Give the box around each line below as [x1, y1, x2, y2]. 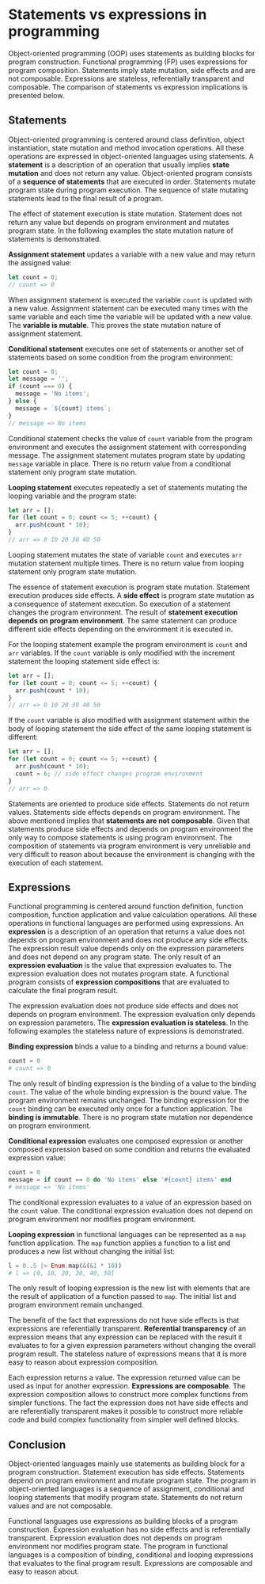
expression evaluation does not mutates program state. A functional [8, 969, 229, 979]
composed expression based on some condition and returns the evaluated [8, 1144, 251, 1154]
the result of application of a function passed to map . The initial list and [8, 1292, 237, 1301]
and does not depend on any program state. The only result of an [8, 952, 221, 961]
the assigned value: [8, 257, 73, 267]
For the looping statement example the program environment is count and [8, 639, 248, 649]
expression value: [8, 1153, 66, 1163]
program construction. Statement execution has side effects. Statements [8, 1468, 245, 1477]
